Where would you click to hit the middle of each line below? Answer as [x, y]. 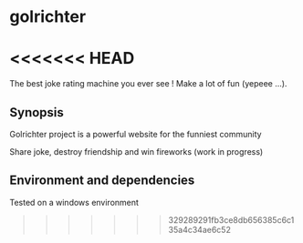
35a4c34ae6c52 [199, 229]
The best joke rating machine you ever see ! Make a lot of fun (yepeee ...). [148, 84]
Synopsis [37, 112]
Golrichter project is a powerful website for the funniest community [136, 134]
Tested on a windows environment [74, 202]
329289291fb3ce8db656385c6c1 [231, 219]
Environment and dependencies [102, 181]
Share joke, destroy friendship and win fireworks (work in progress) [136, 151]
